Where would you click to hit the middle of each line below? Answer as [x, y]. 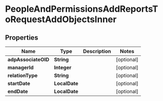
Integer [63, 67]
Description [97, 51]
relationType [23, 76]
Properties [22, 38]
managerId [21, 67]
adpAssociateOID [29, 60]
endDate [18, 91]
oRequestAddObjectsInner [61, 19]
